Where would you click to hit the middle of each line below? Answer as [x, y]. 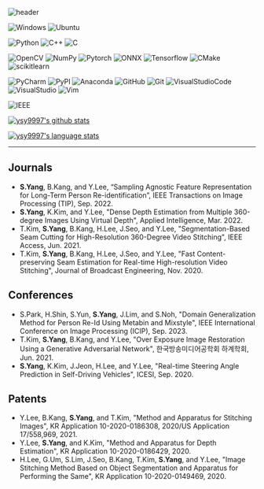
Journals [30, 168]
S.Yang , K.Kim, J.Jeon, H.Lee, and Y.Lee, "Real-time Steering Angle [129, 365]
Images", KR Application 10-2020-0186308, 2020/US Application [125, 426]
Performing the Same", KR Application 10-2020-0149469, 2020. [123, 476]
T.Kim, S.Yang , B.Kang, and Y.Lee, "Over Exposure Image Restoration [132, 339]
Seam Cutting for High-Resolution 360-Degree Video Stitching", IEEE [131, 237]
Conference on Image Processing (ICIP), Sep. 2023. [103, 331]
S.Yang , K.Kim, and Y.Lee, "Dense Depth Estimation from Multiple [126, 212]
